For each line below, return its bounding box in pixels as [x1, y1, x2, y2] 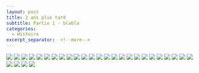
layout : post [6, 8, 39, 15]
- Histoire [11, 31, 39, 37]
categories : [6, 25, 36, 32]
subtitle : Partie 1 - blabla [6, 20, 80, 26]
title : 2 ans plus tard [6, 14, 66, 21]
